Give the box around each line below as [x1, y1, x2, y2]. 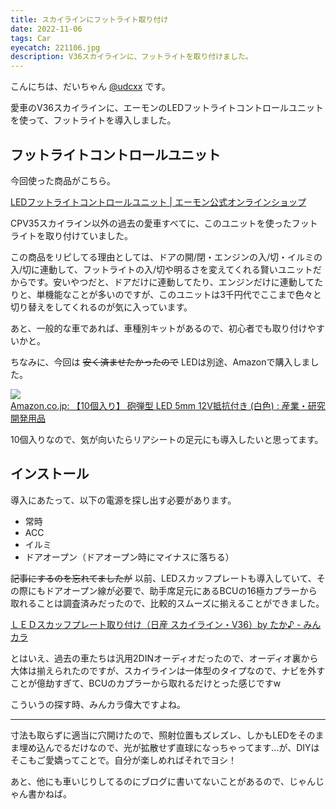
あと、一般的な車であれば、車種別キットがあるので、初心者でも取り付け [10, 322, 308, 334]
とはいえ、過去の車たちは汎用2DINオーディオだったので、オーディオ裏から [10, 652, 319, 664]
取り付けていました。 [44, 229, 133, 241]
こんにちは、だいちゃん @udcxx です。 [10, 81, 171, 93]
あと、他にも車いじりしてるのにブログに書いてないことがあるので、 [10, 775, 290, 787]
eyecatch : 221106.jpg [10, 42, 101, 53]
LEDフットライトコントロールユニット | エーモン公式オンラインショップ [10, 196, 307, 208]
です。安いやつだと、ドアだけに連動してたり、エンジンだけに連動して [27, 276, 315, 288]
